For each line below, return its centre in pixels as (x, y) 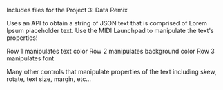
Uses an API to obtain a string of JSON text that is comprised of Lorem (107, 23)
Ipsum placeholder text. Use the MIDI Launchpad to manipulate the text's (110, 31)
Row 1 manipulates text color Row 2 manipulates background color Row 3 (110, 51)
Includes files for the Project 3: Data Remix (67, 10)
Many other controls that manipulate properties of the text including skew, (111, 72)
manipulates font (30, 58)
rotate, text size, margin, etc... (49, 79)
